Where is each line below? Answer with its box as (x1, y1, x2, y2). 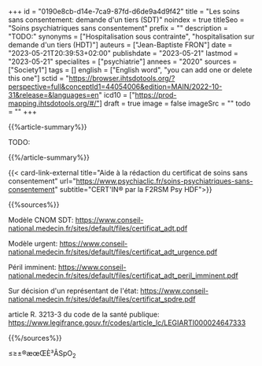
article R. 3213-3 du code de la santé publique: (8, 310, 160, 319)
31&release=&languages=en (8, 91, 100, 99)
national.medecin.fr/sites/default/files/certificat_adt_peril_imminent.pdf (8, 271, 238, 280)
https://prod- (135, 91, 177, 99)
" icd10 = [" (98, 91, 135, 99)
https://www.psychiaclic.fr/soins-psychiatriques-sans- (76, 176, 253, 186)
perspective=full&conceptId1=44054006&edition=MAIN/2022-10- (8, 82, 223, 91)
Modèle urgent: (8, 239, 58, 248)
